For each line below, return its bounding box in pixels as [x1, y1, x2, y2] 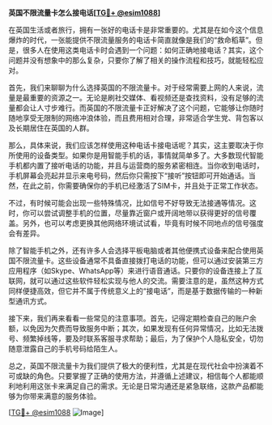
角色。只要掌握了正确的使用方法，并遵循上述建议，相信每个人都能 [36, 372, 257, 380]
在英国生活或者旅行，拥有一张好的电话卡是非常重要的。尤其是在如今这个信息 [8, 25, 264, 35]
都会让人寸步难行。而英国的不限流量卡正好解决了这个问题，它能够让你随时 [15, 103, 264, 113]
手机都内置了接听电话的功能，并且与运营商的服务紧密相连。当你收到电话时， [8, 161, 264, 170]
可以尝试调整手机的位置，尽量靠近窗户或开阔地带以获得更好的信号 [29, 208, 249, 218]
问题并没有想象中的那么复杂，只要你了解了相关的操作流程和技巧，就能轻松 [8, 56, 257, 65]
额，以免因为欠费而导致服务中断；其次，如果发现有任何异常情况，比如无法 [8, 324, 257, 333]
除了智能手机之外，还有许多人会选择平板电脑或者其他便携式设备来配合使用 [8, 246, 257, 255]
